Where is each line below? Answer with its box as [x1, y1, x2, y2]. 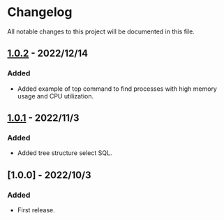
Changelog [7, 4, 73, 20]
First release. [17, 206, 55, 214]
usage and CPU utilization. [17, 91, 94, 100]
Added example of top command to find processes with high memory [17, 85, 218, 93]
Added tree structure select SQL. [17, 149, 112, 157]
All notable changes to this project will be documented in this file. [7, 27, 195, 36]
